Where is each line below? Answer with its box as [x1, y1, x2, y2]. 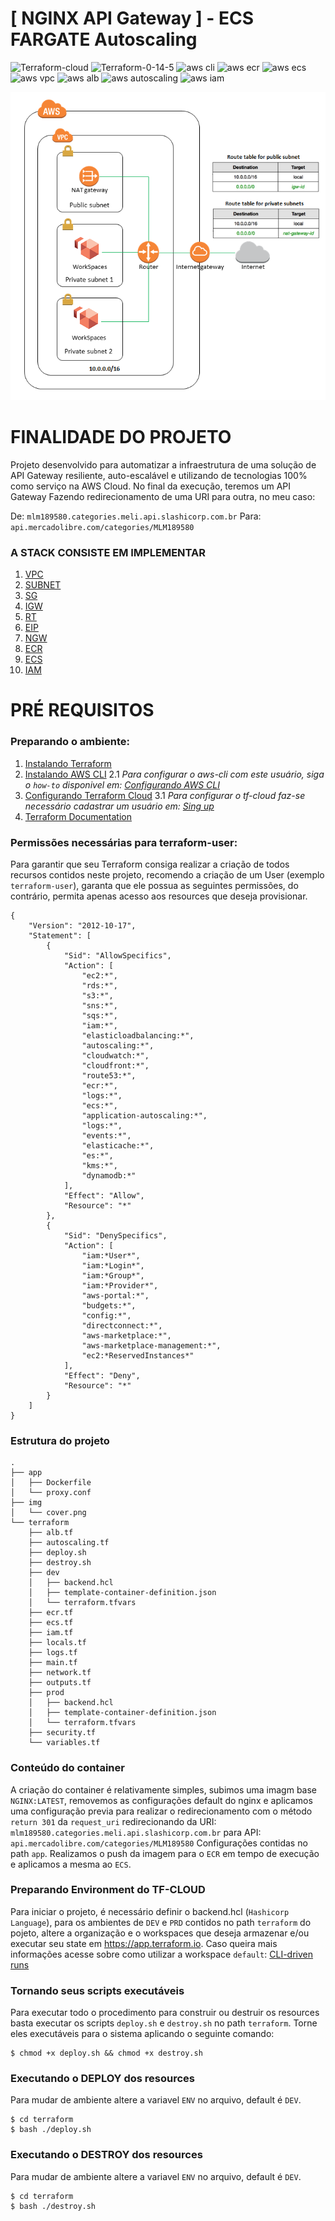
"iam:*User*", [81, 1250, 141, 1261]
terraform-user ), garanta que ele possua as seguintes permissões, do [10, 879, 299, 891]
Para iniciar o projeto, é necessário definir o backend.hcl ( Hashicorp [10, 1905, 290, 1917]
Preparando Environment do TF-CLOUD [10, 1883, 206, 1897]
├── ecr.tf [28, 1608, 74, 1618]
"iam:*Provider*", [81, 1280, 159, 1291]
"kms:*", [81, 1160, 118, 1171]
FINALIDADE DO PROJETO [10, 426, 232, 449]
